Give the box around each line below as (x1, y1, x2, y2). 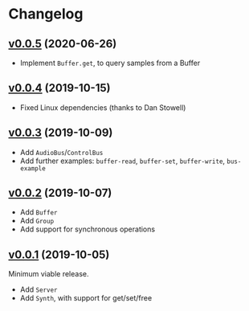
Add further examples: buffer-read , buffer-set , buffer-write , (19, 156, 226, 166)
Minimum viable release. (8, 269, 89, 279)
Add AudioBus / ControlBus (19, 147, 104, 157)
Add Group (19, 216, 55, 226)
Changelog (8, 5, 84, 23)
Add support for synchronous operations (19, 224, 155, 234)
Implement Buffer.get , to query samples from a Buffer (19, 58, 201, 68)
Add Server (19, 284, 58, 294)
